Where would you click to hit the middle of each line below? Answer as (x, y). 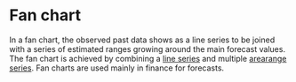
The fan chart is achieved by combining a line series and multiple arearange (148, 58)
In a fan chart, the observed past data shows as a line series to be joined (142, 40)
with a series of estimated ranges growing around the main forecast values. (148, 48)
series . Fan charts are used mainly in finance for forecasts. (117, 68)
